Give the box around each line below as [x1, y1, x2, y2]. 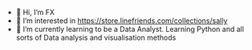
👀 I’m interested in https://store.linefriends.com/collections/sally [15, 16, 228, 25]
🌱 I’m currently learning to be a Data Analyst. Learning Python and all [15, 25, 245, 33]
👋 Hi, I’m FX [15, 8, 55, 17]
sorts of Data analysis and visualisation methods [15, 33, 177, 42]
